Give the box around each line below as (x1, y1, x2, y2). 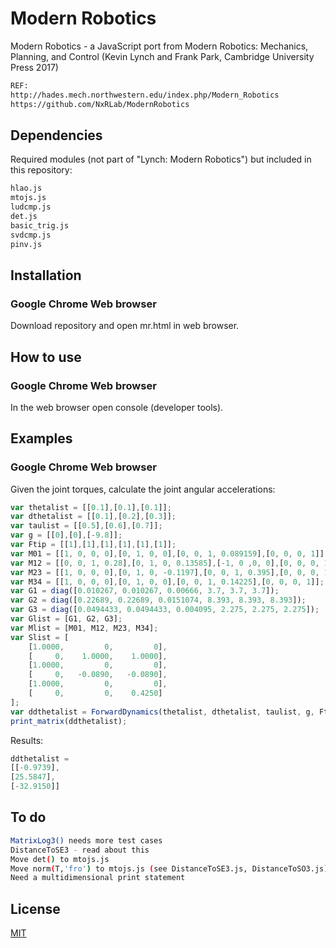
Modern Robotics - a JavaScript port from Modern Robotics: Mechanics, (10, 40, 309, 52)
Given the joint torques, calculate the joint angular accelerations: (10, 483, 276, 495)
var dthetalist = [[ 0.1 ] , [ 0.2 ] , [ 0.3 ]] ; (10, 512, 177, 522)
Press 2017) (10, 61, 59, 73)
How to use (10, 348, 82, 366)
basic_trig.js (10, 220, 70, 231)
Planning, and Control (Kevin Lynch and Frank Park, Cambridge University (10, 50, 315, 62)
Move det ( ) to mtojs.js (10, 854, 110, 864)
